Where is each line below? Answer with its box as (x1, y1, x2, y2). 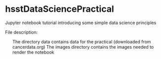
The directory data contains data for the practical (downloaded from (12, 38, 152, 45)
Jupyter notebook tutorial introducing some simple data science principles (5, 20, 157, 26)
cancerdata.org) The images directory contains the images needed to (12, 44, 154, 50)
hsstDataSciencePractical (5, 3, 115, 15)
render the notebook (12, 49, 54, 55)
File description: (5, 29, 38, 35)
